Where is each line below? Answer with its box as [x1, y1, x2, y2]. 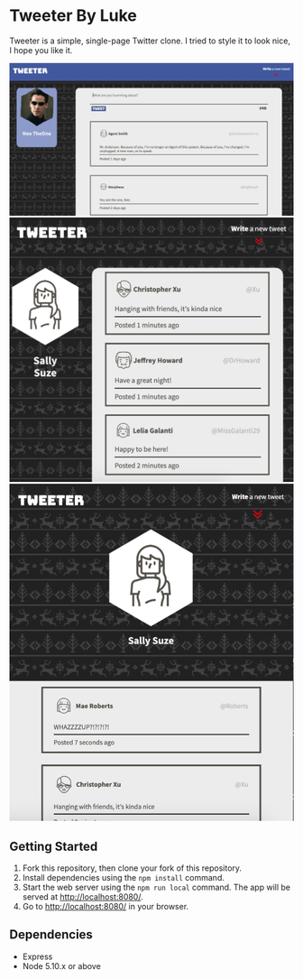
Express [22, 951, 53, 962]
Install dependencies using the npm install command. [22, 873, 225, 882]
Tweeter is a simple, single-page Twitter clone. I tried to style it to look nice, [9, 35, 291, 46]
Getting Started [9, 838, 98, 854]
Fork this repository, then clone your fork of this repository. [22, 863, 242, 873]
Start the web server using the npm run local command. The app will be [22, 882, 291, 892]
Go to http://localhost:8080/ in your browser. [22, 901, 189, 911]
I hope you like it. [9, 44, 73, 55]
